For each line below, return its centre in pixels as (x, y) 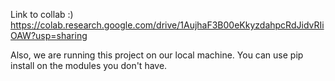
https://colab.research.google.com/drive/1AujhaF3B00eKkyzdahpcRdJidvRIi (167, 25)
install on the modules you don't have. (89, 65)
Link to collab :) (42, 14)
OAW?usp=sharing (49, 35)
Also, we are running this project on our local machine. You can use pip (157, 55)
